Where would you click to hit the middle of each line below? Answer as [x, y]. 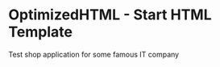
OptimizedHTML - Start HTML [110, 15]
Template [40, 32]
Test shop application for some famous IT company [94, 54]
